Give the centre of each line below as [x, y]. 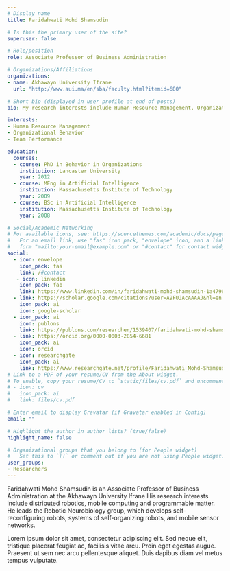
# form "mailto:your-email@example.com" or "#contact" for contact [108, 247]
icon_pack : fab [41, 285]
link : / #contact [43, 272]
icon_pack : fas [41, 266]
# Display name [29, 13]
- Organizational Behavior [46, 133]
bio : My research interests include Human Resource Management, [101, 108]
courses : [26, 158]
